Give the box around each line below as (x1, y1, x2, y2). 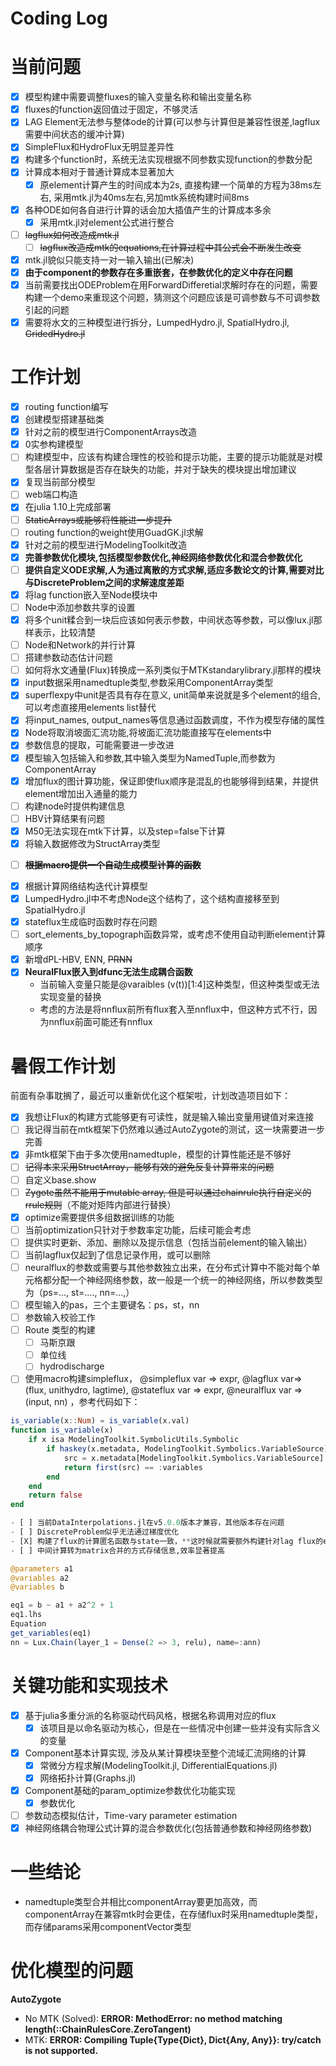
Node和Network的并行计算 (24, 639, 136, 651)
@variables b (10, 1582, 65, 1592)
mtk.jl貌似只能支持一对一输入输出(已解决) (24, 253, 195, 266)
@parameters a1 (10, 1563, 74, 1574)
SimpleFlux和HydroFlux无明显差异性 (24, 141, 175, 153)
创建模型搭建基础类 (24, 413, 105, 426)
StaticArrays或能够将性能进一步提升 (24, 513, 173, 526)
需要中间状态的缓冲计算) (24, 128, 125, 141)
